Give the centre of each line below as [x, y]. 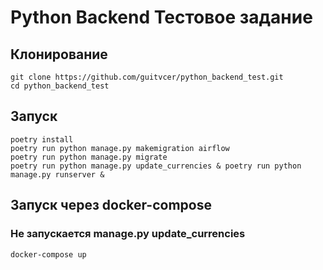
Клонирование [59, 54]
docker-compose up [48, 254]
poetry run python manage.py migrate [89, 157]
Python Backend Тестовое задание [161, 17]
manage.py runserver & [57, 174]
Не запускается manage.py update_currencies [128, 234]
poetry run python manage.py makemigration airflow [120, 148]
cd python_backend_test [60, 86]
